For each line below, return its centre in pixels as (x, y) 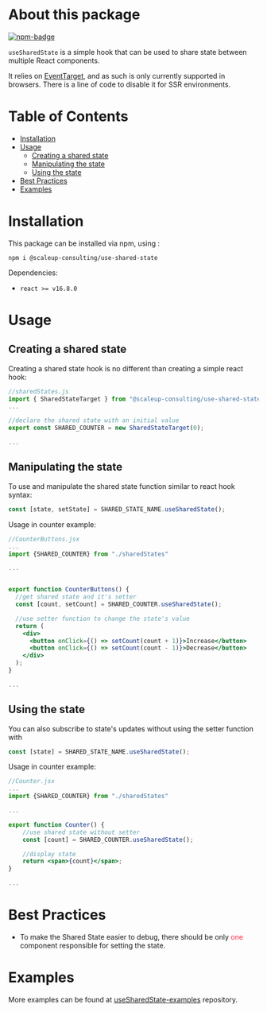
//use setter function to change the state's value (103, 618)
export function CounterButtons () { (69, 590)
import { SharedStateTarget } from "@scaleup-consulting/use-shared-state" (136, 399)
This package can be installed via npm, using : (84, 243)
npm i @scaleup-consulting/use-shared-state (83, 258)
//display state (50, 854)
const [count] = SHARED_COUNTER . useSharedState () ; (108, 839)
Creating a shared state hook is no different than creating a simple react (126, 368)
